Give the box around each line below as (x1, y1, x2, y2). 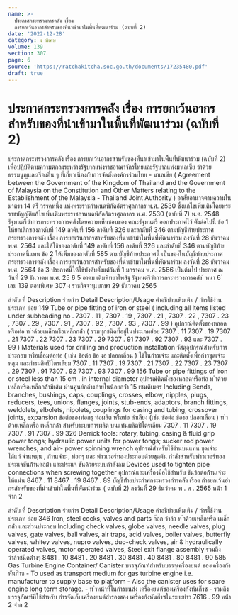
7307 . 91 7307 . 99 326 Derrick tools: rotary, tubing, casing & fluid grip (8, 429, 215, 438)
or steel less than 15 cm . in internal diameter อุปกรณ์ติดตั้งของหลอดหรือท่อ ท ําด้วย (8, 375, 227, 383)
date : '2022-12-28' (8, 30, 66, 38)
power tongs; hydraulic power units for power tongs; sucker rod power (8, 437, 215, 445)
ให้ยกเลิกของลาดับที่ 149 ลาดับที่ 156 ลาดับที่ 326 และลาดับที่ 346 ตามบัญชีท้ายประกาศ (8, 226, 215, 234)
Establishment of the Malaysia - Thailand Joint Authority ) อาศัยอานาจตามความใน (8, 194, 232, 202)
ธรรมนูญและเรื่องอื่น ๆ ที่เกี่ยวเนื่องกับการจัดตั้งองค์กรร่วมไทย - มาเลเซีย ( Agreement (8, 171, 211, 179)
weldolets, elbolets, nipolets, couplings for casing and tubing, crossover (8, 406, 218, 414)
